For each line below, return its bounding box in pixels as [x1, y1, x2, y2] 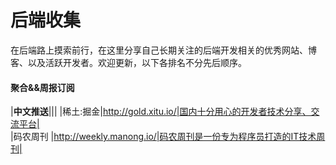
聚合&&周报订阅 [10, 81, 75, 93]
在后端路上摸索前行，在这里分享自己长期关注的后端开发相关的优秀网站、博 [10, 44, 317, 56]
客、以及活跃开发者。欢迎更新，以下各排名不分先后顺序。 [10, 56, 247, 68]
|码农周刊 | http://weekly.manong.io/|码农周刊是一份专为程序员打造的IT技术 [10, 131, 317, 143]
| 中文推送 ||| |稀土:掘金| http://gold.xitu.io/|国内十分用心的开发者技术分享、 [10, 106, 312, 118]
